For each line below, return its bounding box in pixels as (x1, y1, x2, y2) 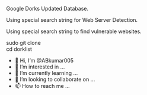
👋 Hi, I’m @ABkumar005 (14, 57, 74, 64)
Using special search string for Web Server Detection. (6, 17, 138, 23)
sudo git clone (6, 40, 41, 46)
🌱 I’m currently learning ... (14, 70, 78, 76)
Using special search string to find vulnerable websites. (6, 28, 142, 35)
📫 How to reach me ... (14, 83, 70, 89)
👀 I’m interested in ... (14, 63, 65, 70)
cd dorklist (6, 45, 33, 53)
